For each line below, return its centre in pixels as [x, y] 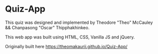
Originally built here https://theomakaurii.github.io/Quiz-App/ [66, 46]
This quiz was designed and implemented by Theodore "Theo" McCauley [79, 22]
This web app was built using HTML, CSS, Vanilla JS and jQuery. [70, 37]
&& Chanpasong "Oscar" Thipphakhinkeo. [47, 27]
